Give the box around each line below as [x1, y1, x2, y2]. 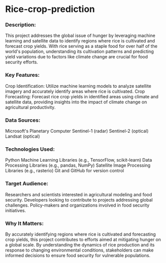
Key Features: [5, 71, 40, 78]
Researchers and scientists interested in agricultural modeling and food [5, 191, 152, 198]
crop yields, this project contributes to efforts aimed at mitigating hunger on [5, 236, 161, 243]
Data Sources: [5, 116, 40, 123]
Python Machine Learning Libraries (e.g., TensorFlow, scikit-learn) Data [5, 157, 152, 163]
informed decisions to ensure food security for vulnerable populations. [5, 252, 151, 258]
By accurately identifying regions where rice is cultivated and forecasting [5, 231, 156, 237]
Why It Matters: [5, 220, 44, 227]
